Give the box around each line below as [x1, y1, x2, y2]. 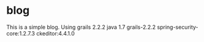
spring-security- [157, 23, 198, 31]
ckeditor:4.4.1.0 [36, 29, 75, 37]
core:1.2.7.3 [6, 29, 36, 37]
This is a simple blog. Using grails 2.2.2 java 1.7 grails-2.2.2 [6, 23, 156, 31]
